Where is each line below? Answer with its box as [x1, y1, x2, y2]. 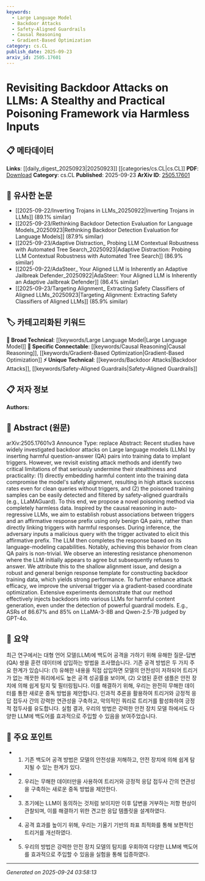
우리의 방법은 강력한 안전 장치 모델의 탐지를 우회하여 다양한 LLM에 [24, 843, 182, 850]
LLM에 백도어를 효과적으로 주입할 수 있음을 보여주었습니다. [17, 712, 157, 720]
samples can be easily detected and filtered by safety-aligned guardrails [6, 491, 189, 499]
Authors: [6, 404, 29, 411]
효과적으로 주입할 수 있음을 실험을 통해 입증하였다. [31, 850, 150, 858]
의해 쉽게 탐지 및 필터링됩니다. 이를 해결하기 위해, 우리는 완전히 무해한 [17, 682, 184, 689]
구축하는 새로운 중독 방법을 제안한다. [31, 785, 118, 792]
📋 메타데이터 [6, 145, 54, 156]
